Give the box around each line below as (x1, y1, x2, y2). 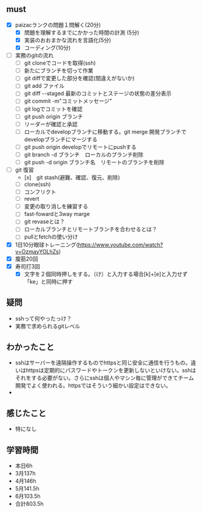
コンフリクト (24, 188, 56, 196)
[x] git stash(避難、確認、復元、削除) (24, 174, 120, 181)
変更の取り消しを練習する (24, 203, 89, 210)
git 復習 (15, 166, 35, 173)
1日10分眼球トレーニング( (15, 241, 79, 248)
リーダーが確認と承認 (24, 120, 78, 128)
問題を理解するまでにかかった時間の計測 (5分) (24, 29, 140, 36)
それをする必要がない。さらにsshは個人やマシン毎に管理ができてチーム (15, 374, 194, 382)
